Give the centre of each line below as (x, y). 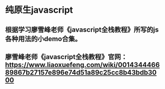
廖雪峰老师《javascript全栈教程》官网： (66, 57)
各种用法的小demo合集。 (43, 39)
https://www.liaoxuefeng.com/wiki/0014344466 (82, 65)
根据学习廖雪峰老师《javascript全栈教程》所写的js (82, 30)
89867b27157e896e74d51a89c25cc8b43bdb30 (81, 72)
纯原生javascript (39, 10)
